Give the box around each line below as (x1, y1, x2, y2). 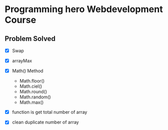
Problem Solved (5, 34, 56, 43)
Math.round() (19, 89, 47, 95)
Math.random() (19, 94, 51, 100)
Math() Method (12, 68, 43, 74)
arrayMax (12, 58, 32, 64)
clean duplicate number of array (12, 119, 79, 125)
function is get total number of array (12, 109, 88, 115)
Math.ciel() (19, 83, 42, 89)
